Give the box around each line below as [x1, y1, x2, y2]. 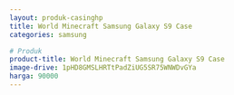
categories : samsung [9, 30, 88, 39]
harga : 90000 [9, 71, 59, 81]
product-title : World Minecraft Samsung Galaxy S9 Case [9, 55, 225, 64]
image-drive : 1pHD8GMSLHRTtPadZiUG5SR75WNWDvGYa [9, 63, 197, 72]
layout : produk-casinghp [9, 13, 103, 23]
